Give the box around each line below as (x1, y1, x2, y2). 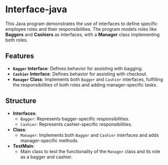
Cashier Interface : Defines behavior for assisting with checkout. (12, 71, 148, 77)
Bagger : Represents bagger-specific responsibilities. (20, 115, 130, 121)
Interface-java (5, 4, 67, 15)
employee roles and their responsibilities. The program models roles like (5, 26, 157, 32)
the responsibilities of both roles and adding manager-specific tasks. (12, 81, 158, 88)
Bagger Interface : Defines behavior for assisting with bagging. (12, 65, 143, 71)
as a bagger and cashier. (20, 154, 73, 160)
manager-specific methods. (20, 137, 79, 143)
